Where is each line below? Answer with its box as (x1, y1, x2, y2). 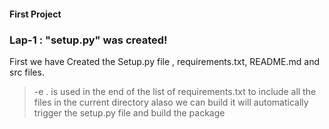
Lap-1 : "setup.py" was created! (9, 33, 168, 47)
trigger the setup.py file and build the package (33, 106, 226, 119)
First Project (9, 8, 62, 20)
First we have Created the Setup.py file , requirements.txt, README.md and (9, 55, 321, 67)
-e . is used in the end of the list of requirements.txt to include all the (33, 85, 317, 97)
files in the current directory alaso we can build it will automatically (33, 96, 309, 108)
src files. (9, 66, 45, 78)
